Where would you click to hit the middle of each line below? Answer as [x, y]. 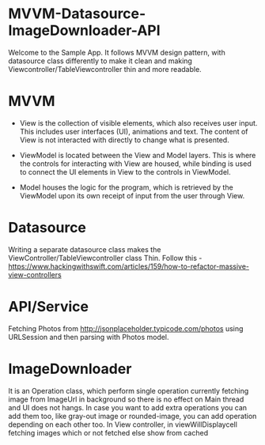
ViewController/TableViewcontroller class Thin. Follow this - [105, 258]
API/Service [49, 307]
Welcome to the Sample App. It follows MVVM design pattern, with [117, 52]
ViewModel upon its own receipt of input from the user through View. [132, 195]
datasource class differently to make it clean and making [100, 61]
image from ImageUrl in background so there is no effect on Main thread [126, 399]
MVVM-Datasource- [77, 14]
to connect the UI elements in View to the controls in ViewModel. [125, 172]
